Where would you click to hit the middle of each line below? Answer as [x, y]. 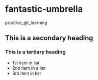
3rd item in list [26, 73]
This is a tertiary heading [36, 52]
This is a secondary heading [49, 38]
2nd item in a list [29, 68]
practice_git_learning [26, 23]
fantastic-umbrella [44, 9]
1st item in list [26, 63]
